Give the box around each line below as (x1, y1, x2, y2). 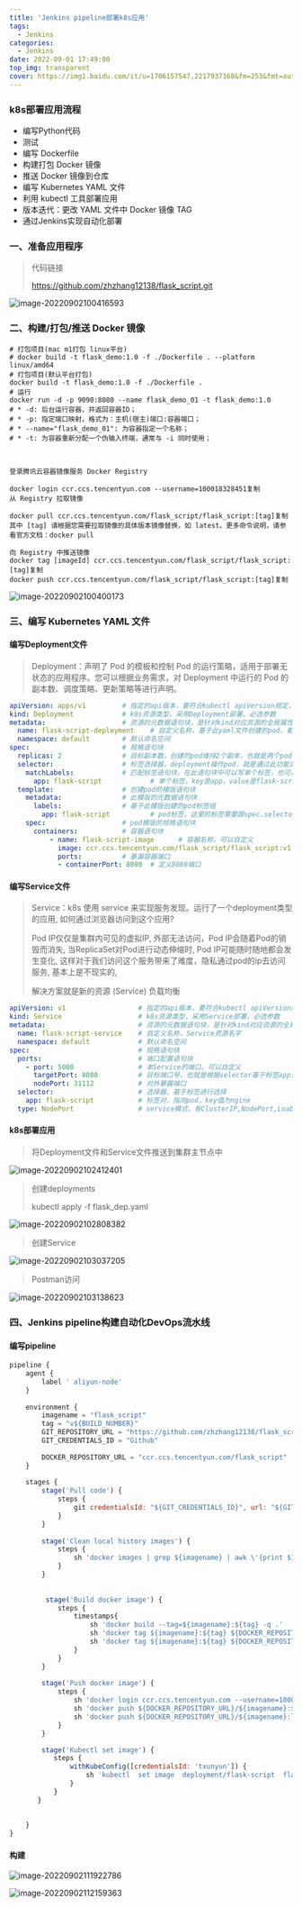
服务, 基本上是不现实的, (31, 967, 118, 977)
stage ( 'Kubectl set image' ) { (41, 1745, 155, 1755)
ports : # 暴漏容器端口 (57, 852, 171, 861)
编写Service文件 (9, 880, 71, 892)
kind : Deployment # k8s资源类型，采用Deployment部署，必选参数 (9, 709, 277, 719)
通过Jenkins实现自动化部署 (22, 215, 123, 226)
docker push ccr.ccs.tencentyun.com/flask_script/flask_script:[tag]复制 (9, 575, 289, 584)
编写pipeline (9, 1339, 57, 1351)
